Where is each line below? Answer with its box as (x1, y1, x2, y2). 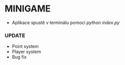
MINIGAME (4, 3, 51, 14)
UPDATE (4, 32, 25, 39)
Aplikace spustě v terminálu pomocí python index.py (11, 19, 120, 25)
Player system (11, 48, 41, 55)
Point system (11, 43, 39, 49)
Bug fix (11, 54, 27, 60)
